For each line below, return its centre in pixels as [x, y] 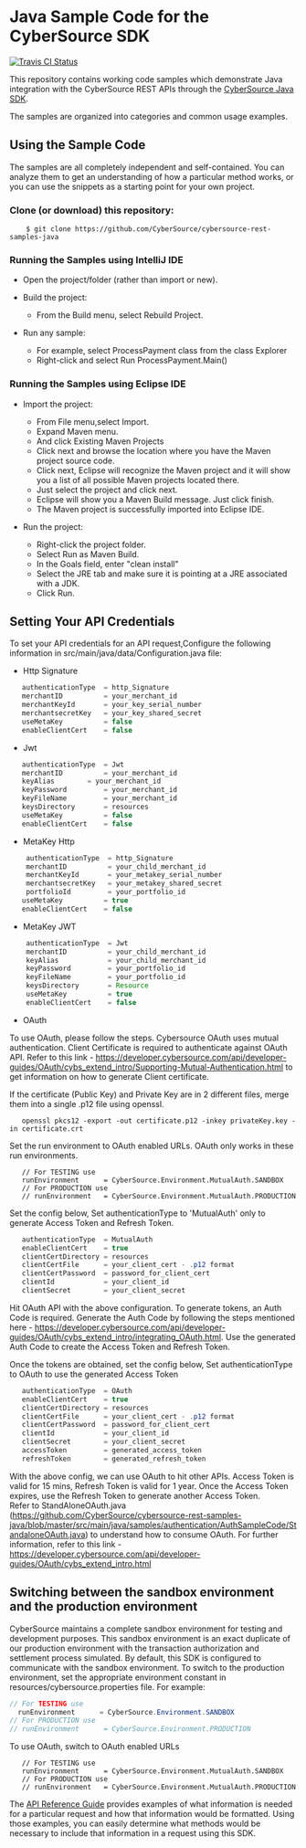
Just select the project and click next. [107, 490]
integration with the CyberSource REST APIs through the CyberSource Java [152, 89]
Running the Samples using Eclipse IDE [98, 384]
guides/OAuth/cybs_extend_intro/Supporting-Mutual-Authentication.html [147, 1067]
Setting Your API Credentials [92, 622]
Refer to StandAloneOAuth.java [68, 1505]
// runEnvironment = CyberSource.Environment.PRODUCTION [130, 1729]
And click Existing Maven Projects [100, 441]
